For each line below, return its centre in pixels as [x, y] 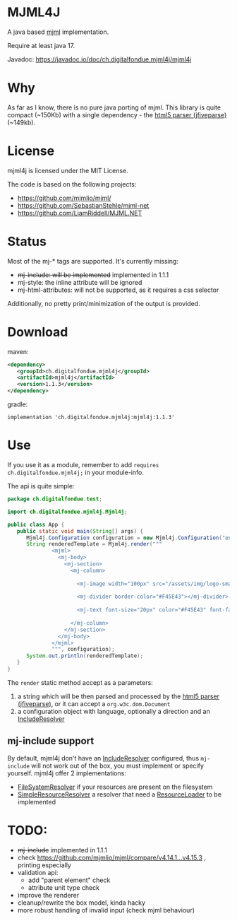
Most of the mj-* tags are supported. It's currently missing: [93, 261]
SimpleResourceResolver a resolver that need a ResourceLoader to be [120, 794]
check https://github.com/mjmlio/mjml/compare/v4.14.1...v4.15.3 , [112, 857]
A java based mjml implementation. [58, 32]
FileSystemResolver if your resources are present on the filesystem [115, 787]
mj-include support [51, 741]
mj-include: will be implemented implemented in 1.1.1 [93, 275]
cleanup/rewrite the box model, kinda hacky [81, 903]
